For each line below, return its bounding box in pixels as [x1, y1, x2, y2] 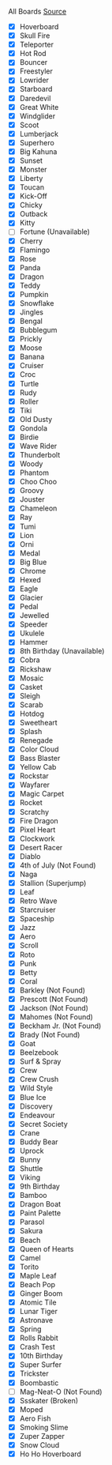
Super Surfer [19, 1360, 62, 1369]
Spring [19, 1324, 42, 1334]
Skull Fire [19, 31, 50, 40]
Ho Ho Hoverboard [19, 1449, 81, 1459]
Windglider [19, 111, 56, 121]
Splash [19, 726, 43, 736]
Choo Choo [19, 477, 58, 487]
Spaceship [19, 914, 55, 924]
